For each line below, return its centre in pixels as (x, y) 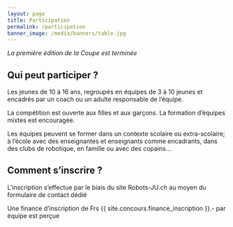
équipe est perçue (33, 215)
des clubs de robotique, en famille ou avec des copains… (89, 149)
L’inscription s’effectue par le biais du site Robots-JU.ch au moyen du (107, 187)
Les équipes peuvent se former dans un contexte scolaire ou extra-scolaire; (116, 134)
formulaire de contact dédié (47, 195)
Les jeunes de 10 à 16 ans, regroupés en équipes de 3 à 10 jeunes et (105, 92)
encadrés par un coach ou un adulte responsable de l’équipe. (95, 99)
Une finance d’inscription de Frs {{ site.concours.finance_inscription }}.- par (116, 208)
